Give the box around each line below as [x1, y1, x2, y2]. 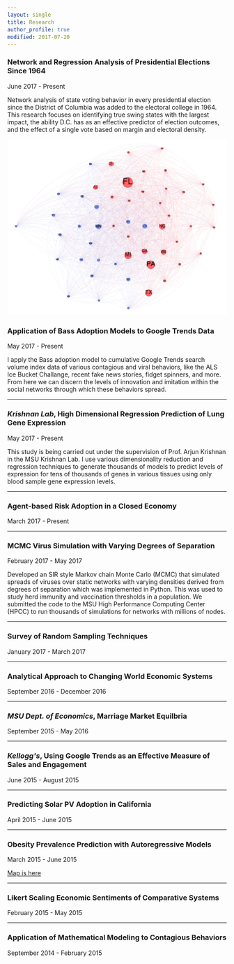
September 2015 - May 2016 [7, 727, 89, 736]
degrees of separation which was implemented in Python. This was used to [7, 585, 223, 594]
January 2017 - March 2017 [7, 647, 86, 656]
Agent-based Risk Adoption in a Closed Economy [7, 501, 178, 511]
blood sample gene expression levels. [7, 477, 116, 485]
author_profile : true [7, 26, 70, 33]
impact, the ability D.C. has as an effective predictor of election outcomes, [7, 117, 220, 126]
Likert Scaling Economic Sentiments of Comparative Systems [7, 893, 219, 903]
